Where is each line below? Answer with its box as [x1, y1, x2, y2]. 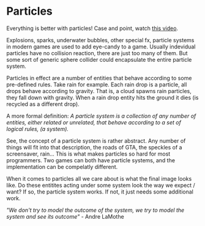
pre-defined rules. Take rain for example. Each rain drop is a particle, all [6, 81, 187, 88]
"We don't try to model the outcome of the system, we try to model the [6, 206, 185, 214]
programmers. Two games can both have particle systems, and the [6, 156, 176, 164]
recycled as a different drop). [6, 100, 80, 108]
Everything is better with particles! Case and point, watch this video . [6, 24, 179, 32]
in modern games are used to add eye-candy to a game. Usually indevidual [6, 43, 196, 50]
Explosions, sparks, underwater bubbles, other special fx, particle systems [6, 36, 195, 43]
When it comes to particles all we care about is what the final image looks [6, 175, 192, 182]
